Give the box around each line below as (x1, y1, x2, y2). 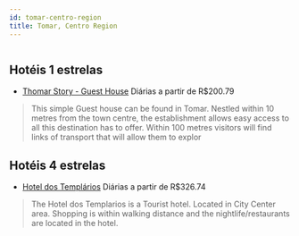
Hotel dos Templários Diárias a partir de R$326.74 (21, 181, 206, 192)
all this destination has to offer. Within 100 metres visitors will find (30, 122, 272, 133)
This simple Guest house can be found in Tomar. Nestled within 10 (30, 104, 275, 114)
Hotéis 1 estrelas (9, 62, 104, 77)
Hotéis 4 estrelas (9, 157, 106, 173)
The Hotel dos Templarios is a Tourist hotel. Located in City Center (30, 198, 277, 210)
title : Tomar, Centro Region (9, 21, 118, 30)
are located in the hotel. (30, 218, 119, 229)
